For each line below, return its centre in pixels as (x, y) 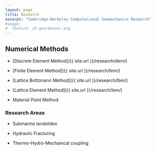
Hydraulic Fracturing (34, 133)
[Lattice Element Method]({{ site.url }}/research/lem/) (67, 90)
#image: (13, 24)
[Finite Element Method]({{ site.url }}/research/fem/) (66, 70)
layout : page (19, 10)
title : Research (22, 15)
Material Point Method (35, 100)
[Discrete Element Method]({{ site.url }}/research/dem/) (70, 61)
